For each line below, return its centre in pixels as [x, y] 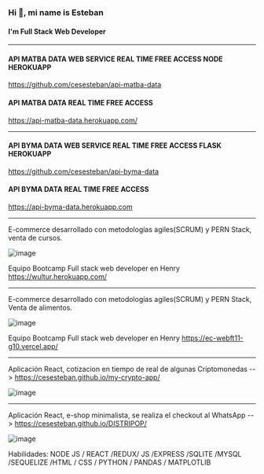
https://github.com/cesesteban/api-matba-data [85, 85]
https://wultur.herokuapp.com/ [58, 276]
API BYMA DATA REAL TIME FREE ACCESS [79, 189]
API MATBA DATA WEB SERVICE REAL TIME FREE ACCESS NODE [115, 59]
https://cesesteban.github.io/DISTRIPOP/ [81, 423]
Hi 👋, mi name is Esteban [56, 13]
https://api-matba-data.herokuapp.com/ [73, 120]
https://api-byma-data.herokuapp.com [71, 207]
